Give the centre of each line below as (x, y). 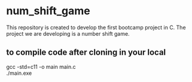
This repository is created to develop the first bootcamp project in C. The (96, 27)
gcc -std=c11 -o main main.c (41, 67)
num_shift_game (48, 11)
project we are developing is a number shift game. (68, 33)
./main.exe (19, 73)
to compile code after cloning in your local (86, 53)
